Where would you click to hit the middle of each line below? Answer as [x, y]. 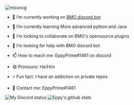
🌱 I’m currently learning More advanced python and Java [69, 26]
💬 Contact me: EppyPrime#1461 [44, 88]
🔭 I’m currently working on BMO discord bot [56, 17]
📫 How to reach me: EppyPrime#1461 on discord [62, 55]
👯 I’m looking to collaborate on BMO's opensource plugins [71, 36]
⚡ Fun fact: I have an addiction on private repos [60, 77]
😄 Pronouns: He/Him [33, 67]
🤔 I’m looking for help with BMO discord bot [56, 46]
